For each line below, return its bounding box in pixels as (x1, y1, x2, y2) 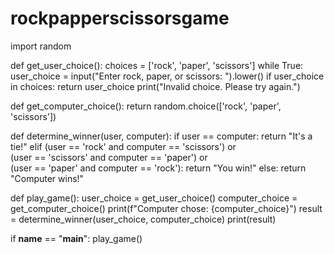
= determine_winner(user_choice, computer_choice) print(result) (10, 213, 277, 225)
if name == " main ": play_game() (10, 232, 143, 244)
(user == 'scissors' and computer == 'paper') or (10, 151, 208, 163)
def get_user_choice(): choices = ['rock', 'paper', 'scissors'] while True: (10, 59, 304, 71)
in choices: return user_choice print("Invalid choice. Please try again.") (10, 80, 301, 92)
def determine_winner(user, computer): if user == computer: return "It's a (10, 130, 313, 142)
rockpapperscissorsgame (10, 7, 230, 30)
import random (10, 40, 72, 52)
